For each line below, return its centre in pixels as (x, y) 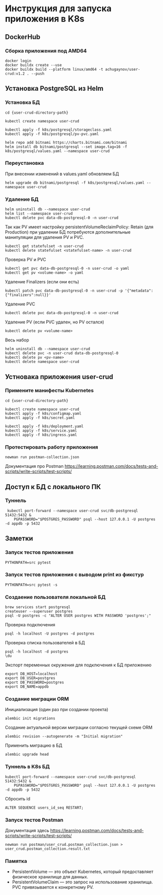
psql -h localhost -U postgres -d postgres (50, 634)
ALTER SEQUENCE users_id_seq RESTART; (44, 808)
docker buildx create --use (34, 65)
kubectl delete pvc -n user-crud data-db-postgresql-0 (62, 353)
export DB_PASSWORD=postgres (35, 683)
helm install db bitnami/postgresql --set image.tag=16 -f (66, 147)
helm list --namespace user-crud (39, 214)
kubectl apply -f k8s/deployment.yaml (44, 426)
